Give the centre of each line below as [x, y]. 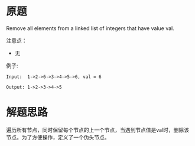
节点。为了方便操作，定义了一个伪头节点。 [58, 137]
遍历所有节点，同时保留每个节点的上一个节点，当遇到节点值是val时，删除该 [98, 129]
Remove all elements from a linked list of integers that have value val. [90, 28]
